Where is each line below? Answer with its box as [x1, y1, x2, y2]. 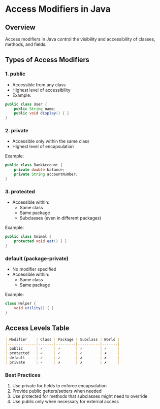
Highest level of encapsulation [12, 144, 74, 149]
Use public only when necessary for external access [12, 399, 119, 405]
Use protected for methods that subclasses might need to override [12, 393, 148, 399]
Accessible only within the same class [12, 138, 90, 144]
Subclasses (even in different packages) [19, 215, 102, 221]
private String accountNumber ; [14, 172, 78, 177]
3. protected [5, 188, 35, 195]
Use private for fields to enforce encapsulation [12, 383, 107, 389]
